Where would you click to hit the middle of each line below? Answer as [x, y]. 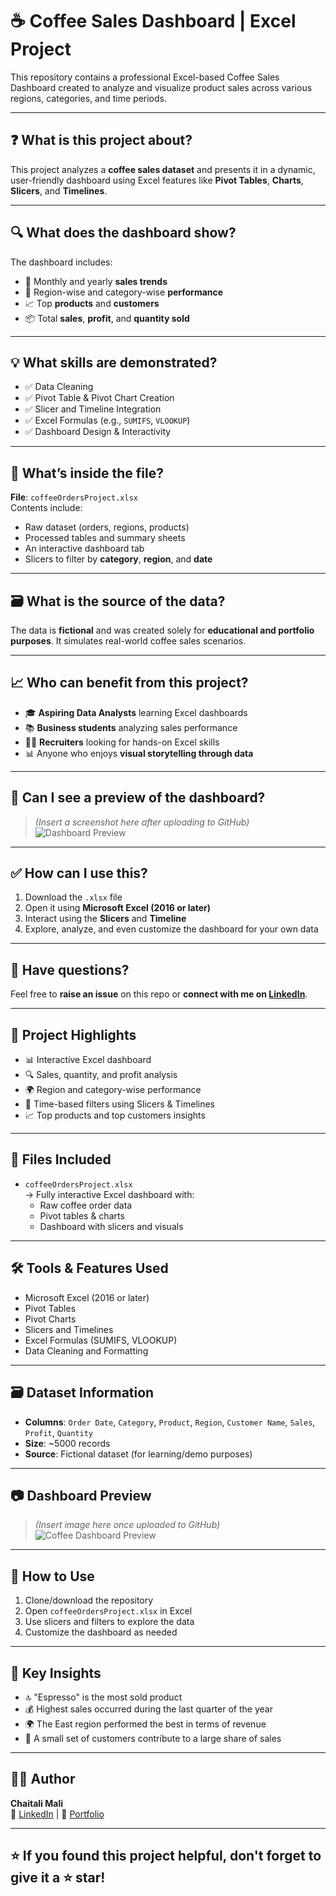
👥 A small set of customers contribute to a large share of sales [153, 1738]
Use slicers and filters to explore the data [109, 1622]
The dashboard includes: [61, 262]
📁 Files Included [61, 1159]
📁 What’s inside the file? [87, 473]
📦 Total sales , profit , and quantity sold [107, 318]
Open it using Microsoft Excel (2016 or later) [117, 908]
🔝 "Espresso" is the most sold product [103, 1697]
